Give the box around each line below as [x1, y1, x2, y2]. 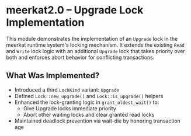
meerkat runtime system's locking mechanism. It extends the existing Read [6, 41, 185, 48]
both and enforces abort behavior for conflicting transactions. [6, 54, 155, 61]
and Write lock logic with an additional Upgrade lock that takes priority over [6, 47, 185, 54]
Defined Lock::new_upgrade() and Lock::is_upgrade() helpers [14, 92, 164, 99]
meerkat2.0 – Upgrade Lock [6, 4, 144, 17]
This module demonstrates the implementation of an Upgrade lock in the [6, 35, 178, 42]
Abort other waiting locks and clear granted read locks [23, 111, 155, 118]
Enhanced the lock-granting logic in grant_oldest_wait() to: [14, 99, 159, 106]
